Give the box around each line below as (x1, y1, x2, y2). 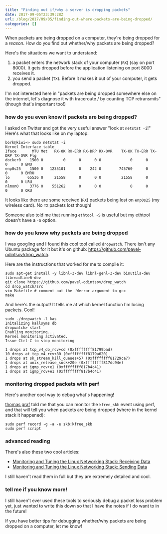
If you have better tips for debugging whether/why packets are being (5, 518, 147, 524)
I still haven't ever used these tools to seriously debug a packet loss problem (5, 498, 163, 504)
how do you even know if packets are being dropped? (5, 113, 137, 120)
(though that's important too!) (5, 101, 66, 107)
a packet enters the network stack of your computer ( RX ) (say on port (12, 59, 155, 65)
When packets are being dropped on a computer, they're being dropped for (5, 35, 161, 41)
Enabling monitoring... (5, 329, 55, 335)
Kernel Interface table (5, 144, 55, 149)
